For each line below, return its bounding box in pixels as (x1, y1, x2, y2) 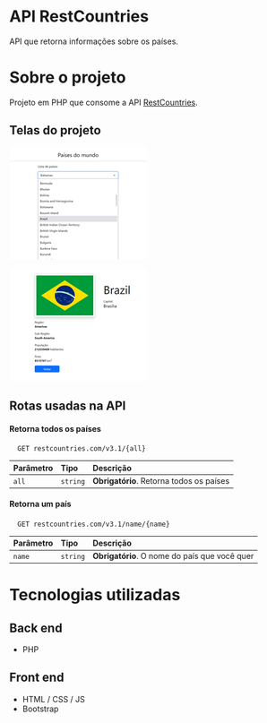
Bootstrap (22, 703, 59, 714)
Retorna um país (9, 499, 72, 510)
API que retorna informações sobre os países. (9, 36, 179, 47)
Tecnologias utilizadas (9, 585, 181, 606)
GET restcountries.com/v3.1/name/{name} (17, 520, 170, 529)
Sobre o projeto (9, 67, 126, 88)
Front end (9, 670, 65, 685)
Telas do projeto (9, 123, 101, 138)
